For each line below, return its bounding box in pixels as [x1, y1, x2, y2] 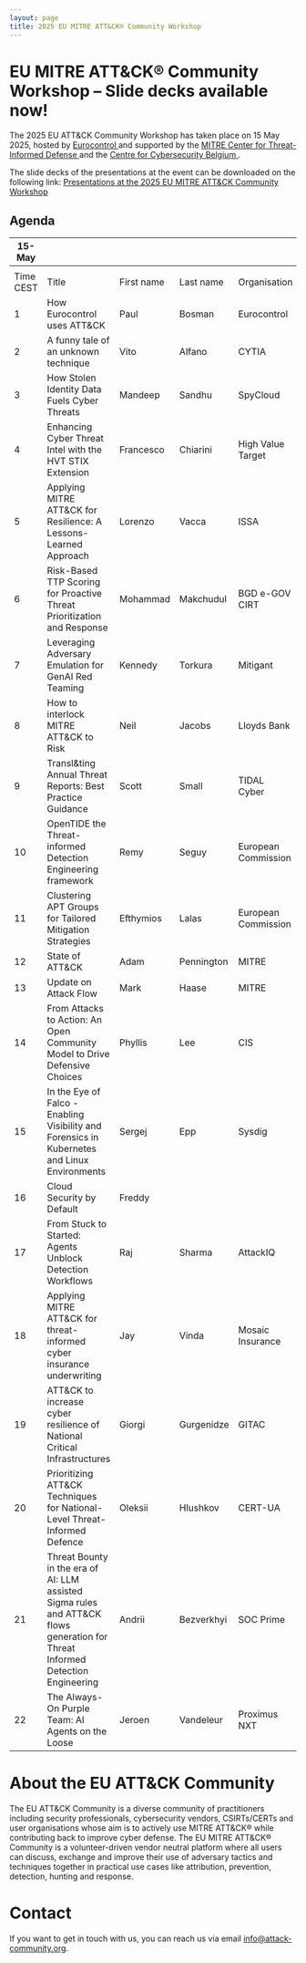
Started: [46, 1229, 82, 1241]
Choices [46, 1071, 83, 1084]
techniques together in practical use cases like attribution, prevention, [9, 1862, 271, 1873]
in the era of [46, 1562, 98, 1574]
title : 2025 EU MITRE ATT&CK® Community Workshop [9, 22, 202, 31]
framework [46, 875, 94, 888]
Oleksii [119, 1501, 148, 1514]
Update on [46, 976, 93, 989]
